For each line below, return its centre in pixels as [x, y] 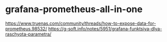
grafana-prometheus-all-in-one [74, 9]
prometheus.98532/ [26, 28]
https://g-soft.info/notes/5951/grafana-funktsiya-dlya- [105, 28]
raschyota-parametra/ [29, 34]
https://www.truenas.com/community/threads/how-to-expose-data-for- [81, 23]
